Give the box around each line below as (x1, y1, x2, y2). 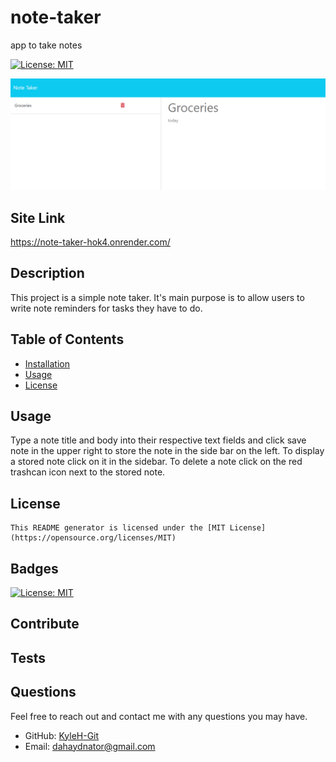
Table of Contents (10, 331, 125, 348)
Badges (10, 560, 59, 577)
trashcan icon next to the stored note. (10, 466, 166, 478)
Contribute (10, 616, 80, 633)
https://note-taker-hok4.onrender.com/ (10, 236, 171, 248)
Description (10, 265, 85, 282)
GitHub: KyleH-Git (24, 729, 100, 741)
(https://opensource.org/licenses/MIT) (10, 533, 177, 543)
